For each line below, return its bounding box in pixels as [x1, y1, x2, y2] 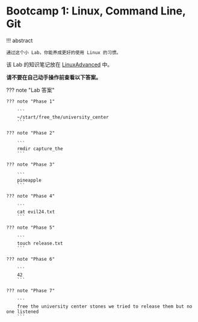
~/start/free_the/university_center [17, 114, 110, 120]
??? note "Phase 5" [6, 224, 55, 231]
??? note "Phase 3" [6, 161, 55, 168]
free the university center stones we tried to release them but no [17, 303, 193, 309]
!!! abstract [6, 37, 33, 44]
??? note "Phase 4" [6, 193, 55, 199]
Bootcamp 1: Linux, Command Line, [6, 4, 186, 18]
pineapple [17, 177, 42, 183]
